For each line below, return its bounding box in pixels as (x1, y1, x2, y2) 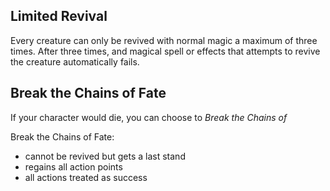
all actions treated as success (24, 171, 148, 183)
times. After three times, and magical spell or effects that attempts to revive (10, 45, 321, 57)
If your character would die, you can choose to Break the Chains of (10, 111, 288, 123)
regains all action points (24, 160, 123, 173)
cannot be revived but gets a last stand (24, 150, 186, 162)
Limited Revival (10, 8, 108, 25)
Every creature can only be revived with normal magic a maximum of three (10, 34, 318, 46)
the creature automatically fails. (10, 55, 140, 68)
